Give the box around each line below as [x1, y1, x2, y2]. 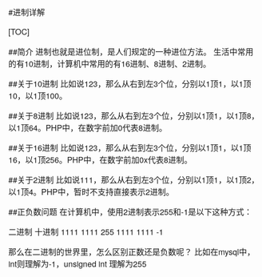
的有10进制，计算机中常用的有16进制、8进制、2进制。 [8, 58, 212, 70]
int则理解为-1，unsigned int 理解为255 [8, 258, 147, 270]
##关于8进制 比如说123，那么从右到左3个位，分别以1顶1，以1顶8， [8, 110, 260, 122]
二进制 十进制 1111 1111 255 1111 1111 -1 [8, 226, 164, 238]
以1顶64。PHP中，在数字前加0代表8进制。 [8, 122, 168, 134]
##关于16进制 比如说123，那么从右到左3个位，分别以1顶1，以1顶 [8, 142, 252, 154]
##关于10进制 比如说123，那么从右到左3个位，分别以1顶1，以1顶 [8, 78, 252, 90]
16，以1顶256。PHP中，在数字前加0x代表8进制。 [8, 154, 193, 166]
